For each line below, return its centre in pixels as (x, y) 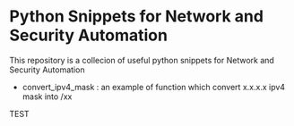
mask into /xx (47, 97)
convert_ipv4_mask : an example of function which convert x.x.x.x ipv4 (153, 87)
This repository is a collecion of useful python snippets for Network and (142, 60)
